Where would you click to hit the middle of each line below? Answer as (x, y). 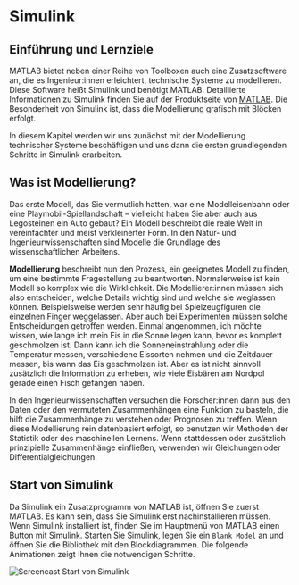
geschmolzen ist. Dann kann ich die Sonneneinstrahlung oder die (129, 345)
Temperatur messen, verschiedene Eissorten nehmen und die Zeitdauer (141, 354)
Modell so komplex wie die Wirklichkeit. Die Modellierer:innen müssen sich (146, 288)
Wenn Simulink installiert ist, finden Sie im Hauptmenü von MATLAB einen (145, 525)
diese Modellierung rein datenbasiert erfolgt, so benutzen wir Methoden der (149, 428)
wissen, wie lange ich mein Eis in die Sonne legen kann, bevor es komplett (146, 335)
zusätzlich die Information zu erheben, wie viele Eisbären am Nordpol (137, 373)
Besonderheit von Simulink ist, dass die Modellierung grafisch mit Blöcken (145, 109)
